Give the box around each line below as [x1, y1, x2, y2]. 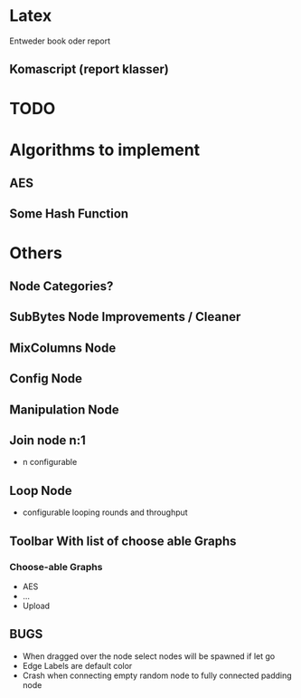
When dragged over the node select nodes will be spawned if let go [22, 650, 276, 662]
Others [9, 242, 63, 263]
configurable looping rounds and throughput [22, 507, 188, 518]
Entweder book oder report [9, 35, 111, 46]
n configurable [22, 457, 78, 468]
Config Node [9, 371, 83, 386]
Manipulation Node [9, 402, 119, 417]
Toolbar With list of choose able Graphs [9, 533, 237, 548]
